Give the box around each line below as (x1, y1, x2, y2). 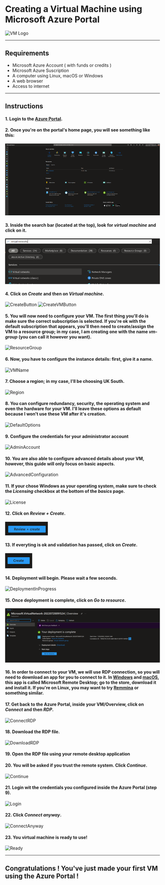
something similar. (5, 690, 44, 696)
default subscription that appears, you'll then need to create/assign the (5, 323, 154, 329)
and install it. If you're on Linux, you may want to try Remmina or (5, 685, 139, 691)
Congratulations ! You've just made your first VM (5, 864, 158, 873)
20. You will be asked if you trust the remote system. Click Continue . (5, 762, 147, 768)
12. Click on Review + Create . (5, 511, 66, 516)
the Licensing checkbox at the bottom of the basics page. (5, 488, 125, 494)
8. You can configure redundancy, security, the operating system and (5, 401, 150, 407)
